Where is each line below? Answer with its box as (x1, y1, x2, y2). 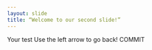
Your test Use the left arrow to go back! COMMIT (7, 35, 145, 43)
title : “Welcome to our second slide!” (7, 16, 121, 23)
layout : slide (7, 10, 48, 17)
